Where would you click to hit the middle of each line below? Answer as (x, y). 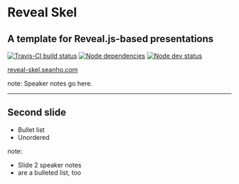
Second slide (37, 112)
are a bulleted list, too (49, 173)
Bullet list (31, 130)
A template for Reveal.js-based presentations (111, 39)
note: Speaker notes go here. (50, 83)
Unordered (33, 137)
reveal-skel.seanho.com (43, 70)
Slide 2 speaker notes (49, 165)
